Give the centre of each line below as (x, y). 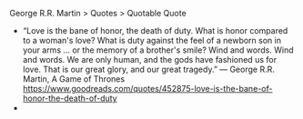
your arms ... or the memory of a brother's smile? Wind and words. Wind (158, 50)
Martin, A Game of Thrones (74, 79)
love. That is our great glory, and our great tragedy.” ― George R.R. (148, 69)
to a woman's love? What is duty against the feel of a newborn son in (152, 40)
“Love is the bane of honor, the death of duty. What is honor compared (155, 30)
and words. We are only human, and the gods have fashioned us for (150, 59)
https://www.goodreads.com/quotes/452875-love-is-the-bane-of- (147, 89)
